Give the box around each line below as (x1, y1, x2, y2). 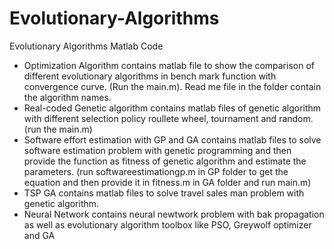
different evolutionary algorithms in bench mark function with (23, 70, 277, 82)
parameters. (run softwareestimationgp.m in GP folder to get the (23, 165, 289, 177)
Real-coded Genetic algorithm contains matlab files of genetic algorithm (23, 102, 322, 114)
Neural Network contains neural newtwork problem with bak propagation (23, 208, 325, 220)
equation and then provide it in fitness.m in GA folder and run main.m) (23, 176, 312, 188)
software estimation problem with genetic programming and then (23, 144, 292, 156)
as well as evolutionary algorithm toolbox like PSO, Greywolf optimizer (23, 218, 312, 231)
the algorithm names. (23, 91, 112, 103)
